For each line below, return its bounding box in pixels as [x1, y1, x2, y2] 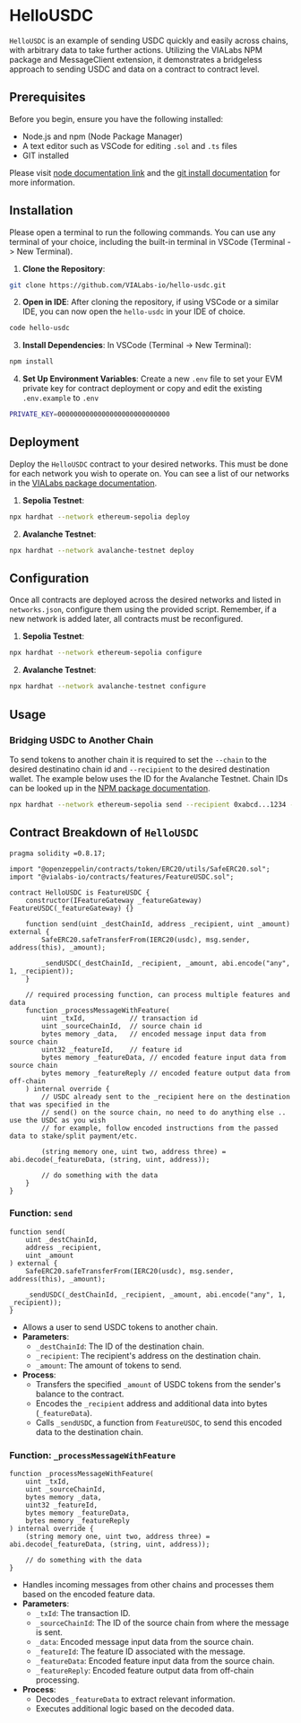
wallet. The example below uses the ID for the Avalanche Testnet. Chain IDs [9, 773, 288, 783]
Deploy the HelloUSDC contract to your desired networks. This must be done [9, 459, 288, 469]
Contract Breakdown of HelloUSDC [9, 825, 199, 840]
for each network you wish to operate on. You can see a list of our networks [9, 468, 289, 478]
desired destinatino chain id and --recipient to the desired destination [9, 764, 271, 774]
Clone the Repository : [21, 263, 106, 274]
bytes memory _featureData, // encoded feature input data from [41, 1053, 287, 1062]
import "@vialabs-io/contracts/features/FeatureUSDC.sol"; [9, 872, 235, 881]
